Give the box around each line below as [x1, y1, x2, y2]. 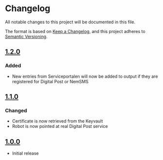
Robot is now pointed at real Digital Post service [12, 124, 108, 129]
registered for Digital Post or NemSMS [12, 78, 89, 84]
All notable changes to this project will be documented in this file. [5, 19, 136, 25]
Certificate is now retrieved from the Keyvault [12, 118, 103, 124]
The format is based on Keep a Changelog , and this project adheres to [5, 28, 146, 34]
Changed [5, 107, 28, 114]
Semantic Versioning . [5, 34, 48, 39]
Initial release [12, 150, 39, 156]
